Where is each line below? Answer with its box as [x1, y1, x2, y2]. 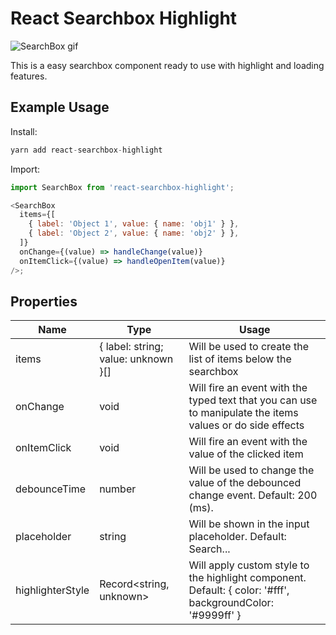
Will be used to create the [188, 340, 309, 354]
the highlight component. [188, 571, 307, 585]
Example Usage [10, 99, 110, 116]
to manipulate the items [188, 406, 299, 420]
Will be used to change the [188, 463, 315, 477]
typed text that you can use [188, 393, 318, 407]
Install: [10, 125, 38, 137]
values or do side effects [188, 418, 305, 432]
